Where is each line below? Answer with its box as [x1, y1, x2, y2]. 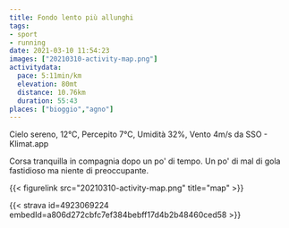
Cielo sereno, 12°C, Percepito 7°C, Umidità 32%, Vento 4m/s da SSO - [9, 129, 268, 139]
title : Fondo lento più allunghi [9, 13, 134, 22]
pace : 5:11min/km [17, 72, 82, 80]
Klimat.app [9, 139, 49, 149]
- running [9, 38, 47, 47]
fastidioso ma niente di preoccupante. [9, 165, 149, 176]
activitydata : [9, 63, 63, 72]
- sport [9, 30, 38, 38]
